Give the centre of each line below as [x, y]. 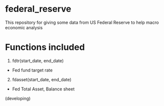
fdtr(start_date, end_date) [38, 61]
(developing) [18, 98]
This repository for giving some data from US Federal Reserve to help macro [82, 22]
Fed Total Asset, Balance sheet [43, 89]
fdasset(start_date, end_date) [42, 79]
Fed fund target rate [32, 70]
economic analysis [24, 27]
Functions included [45, 47]
